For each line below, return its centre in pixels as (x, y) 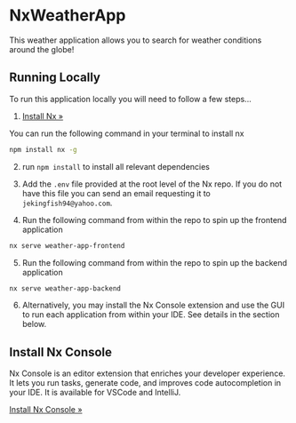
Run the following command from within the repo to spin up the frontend (154, 219)
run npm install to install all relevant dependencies (116, 166)
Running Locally (55, 78)
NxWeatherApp (68, 16)
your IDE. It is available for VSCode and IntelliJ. (95, 393)
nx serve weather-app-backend (65, 288)
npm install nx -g (43, 149)
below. (34, 324)
